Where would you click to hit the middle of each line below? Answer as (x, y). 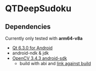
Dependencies (28, 27)
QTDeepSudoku (38, 9)
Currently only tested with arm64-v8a (44, 38)
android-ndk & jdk (31, 53)
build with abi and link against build (55, 63)
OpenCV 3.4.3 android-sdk (40, 58)
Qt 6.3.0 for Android (32, 48)
